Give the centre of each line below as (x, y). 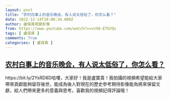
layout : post (19, 10)
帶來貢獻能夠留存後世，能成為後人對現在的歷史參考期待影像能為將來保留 (80, 84)
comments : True (21, 38)
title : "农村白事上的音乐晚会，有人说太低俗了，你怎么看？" (61, 15)
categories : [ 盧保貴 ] (29, 43)
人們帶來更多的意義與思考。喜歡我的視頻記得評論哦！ (74, 90)
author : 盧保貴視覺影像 (28, 24)
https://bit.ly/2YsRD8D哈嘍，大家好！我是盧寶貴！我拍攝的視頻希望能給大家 (84, 78)
